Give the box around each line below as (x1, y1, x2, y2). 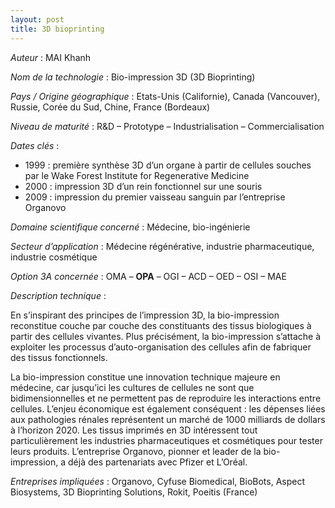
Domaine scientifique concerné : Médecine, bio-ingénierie (10, 221, 251, 233)
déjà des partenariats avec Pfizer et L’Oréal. (68, 456, 248, 468)
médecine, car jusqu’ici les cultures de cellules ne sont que (10, 381, 255, 393)
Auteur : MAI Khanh (10, 51, 92, 63)
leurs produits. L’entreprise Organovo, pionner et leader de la (10, 445, 262, 457)
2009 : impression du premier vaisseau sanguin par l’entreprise (24, 191, 286, 203)
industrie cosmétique (10, 251, 98, 263)
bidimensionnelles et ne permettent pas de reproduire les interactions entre (10, 392, 322, 404)
